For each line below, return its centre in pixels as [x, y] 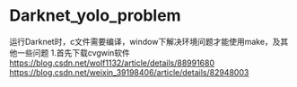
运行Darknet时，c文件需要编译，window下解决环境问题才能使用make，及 [145, 41]
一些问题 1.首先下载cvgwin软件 [73, 52]
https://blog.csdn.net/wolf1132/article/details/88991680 [112, 63]
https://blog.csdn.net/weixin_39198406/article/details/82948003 [129, 72]
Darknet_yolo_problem [95, 16]
